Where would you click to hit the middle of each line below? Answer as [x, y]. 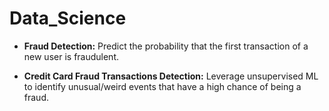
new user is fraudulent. [71, 56]
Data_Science [68, 18]
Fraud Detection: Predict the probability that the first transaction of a [166, 46]
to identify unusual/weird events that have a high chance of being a [162, 86]
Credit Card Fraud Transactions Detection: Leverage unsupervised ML [171, 76]
